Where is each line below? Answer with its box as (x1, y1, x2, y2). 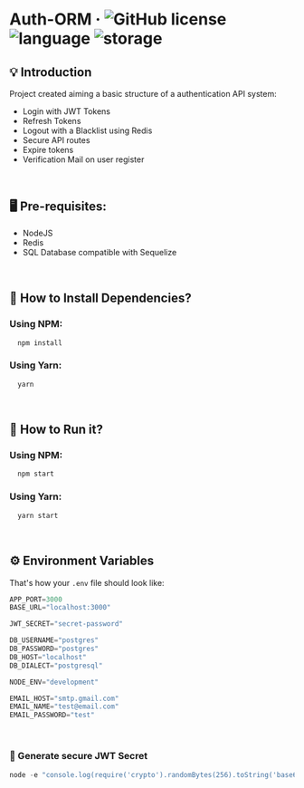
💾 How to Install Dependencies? (9, 291, 192, 306)
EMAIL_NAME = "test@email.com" (9, 702, 119, 711)
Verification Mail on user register (22, 154, 145, 165)
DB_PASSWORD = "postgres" (9, 644, 100, 654)
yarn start (17, 511, 59, 520)
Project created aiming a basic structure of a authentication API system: (9, 89, 278, 99)
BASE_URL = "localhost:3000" (9, 603, 111, 612)
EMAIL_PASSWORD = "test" (9, 711, 95, 720)
